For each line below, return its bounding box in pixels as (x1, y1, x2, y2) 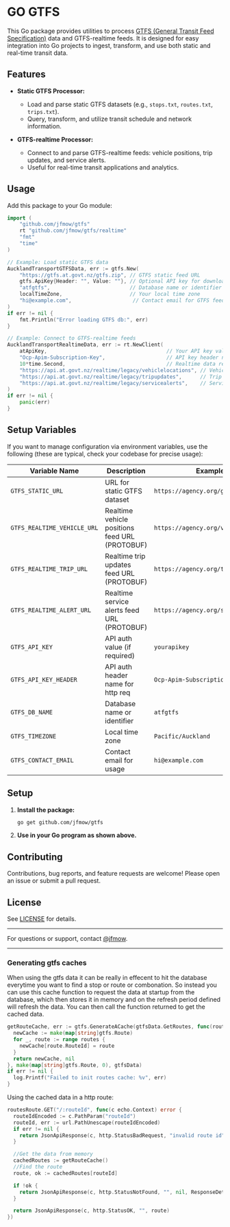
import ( (7, 214, 32, 222)
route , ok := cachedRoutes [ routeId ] (13, 1169, 118, 1177)
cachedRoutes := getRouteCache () (13, 1157, 109, 1164)
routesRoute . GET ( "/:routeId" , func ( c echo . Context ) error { (7, 1106, 183, 1114)
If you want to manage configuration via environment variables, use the (7, 442, 208, 450)
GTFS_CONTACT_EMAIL (10, 756, 74, 764)
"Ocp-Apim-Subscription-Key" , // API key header (19, 354, 219, 361)
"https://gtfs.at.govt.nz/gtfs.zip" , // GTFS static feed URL (19, 272, 201, 279)
